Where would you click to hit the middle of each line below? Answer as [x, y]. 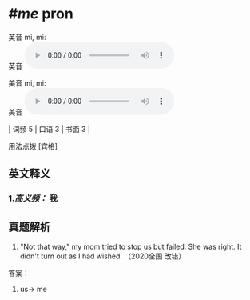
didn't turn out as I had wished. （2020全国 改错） [103, 256]
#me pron [41, 14]
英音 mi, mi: [27, 37]
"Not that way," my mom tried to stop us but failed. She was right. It [131, 247]
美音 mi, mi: [27, 83]
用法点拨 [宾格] [33, 146]
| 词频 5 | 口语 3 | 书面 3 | [49, 129]
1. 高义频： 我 [33, 198]
